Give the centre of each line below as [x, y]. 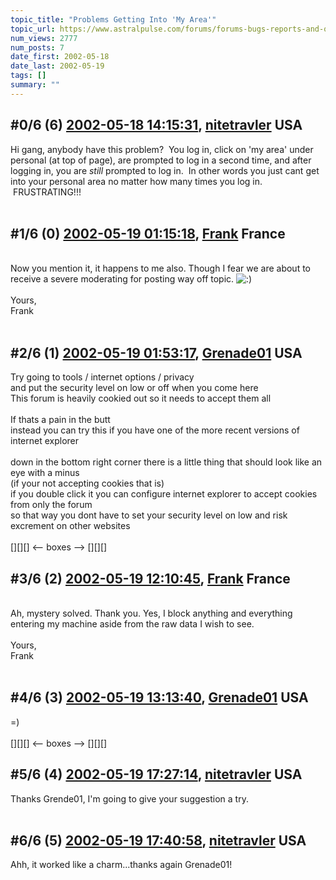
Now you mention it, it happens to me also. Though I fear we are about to [160, 268]
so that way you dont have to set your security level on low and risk [149, 515]
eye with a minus [45, 473]
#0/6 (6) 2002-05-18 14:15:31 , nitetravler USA [156, 125]
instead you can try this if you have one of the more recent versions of [155, 430]
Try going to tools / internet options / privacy [102, 377]
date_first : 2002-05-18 [60, 57]
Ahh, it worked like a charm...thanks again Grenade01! [121, 865]
